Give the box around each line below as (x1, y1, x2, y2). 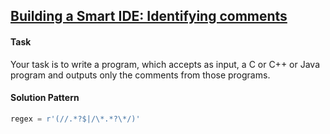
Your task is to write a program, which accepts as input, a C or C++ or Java (10, 58, 320, 70)
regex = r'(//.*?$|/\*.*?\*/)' (10, 114, 141, 124)
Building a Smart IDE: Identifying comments (10, 8, 288, 25)
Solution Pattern (10, 92, 80, 104)
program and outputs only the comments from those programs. (10, 69, 271, 81)
